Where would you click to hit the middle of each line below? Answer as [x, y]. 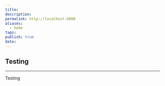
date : [11, 42]
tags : [11, 32]
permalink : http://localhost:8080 [41, 19]
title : [12, 10]
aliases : [14, 23]
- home [16, 28]
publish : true [20, 37]
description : [18, 14]
